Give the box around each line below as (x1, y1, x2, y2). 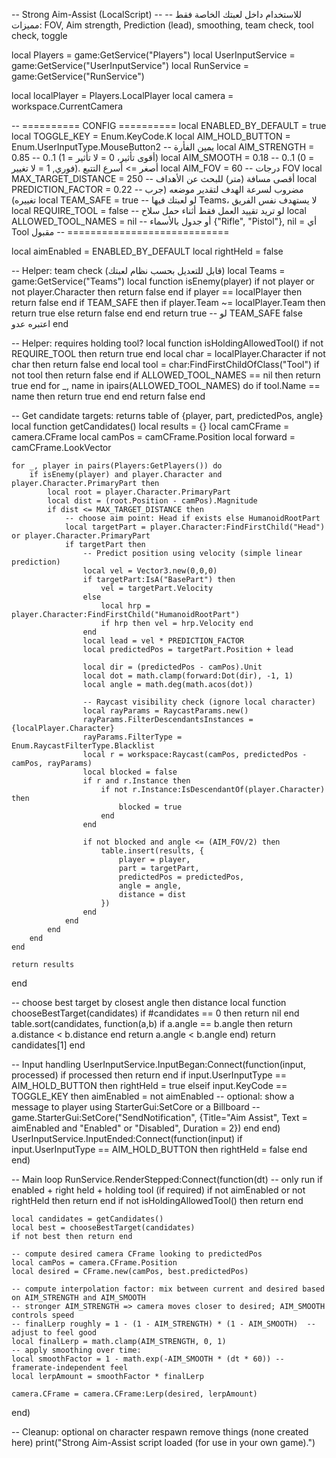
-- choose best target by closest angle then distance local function (11, 997, 287, 1008)
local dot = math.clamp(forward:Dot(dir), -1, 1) (82, 671, 294, 681)
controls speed (11, 1310, 75, 1320)
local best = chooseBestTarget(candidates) (11, 1223, 196, 1233)
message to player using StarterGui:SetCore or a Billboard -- (11, 1101, 261, 1113)
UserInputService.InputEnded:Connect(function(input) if (11, 1133, 243, 1144)
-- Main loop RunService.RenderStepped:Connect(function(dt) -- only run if (11, 1174, 323, 1185)
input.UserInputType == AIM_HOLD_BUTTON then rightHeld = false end (11, 1144, 308, 1155)
